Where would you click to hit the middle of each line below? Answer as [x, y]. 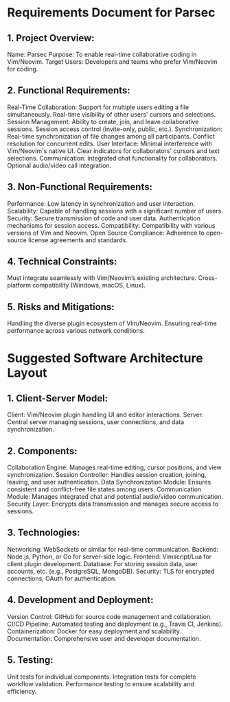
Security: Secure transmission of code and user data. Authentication [104, 218]
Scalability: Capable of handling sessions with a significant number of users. [115, 211]
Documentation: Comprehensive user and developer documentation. [104, 638]
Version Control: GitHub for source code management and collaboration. [110, 616]
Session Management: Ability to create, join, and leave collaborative [103, 121]
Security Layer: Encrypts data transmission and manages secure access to [113, 504]
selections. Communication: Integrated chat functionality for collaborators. [112, 158]
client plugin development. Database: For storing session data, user [103, 563]
